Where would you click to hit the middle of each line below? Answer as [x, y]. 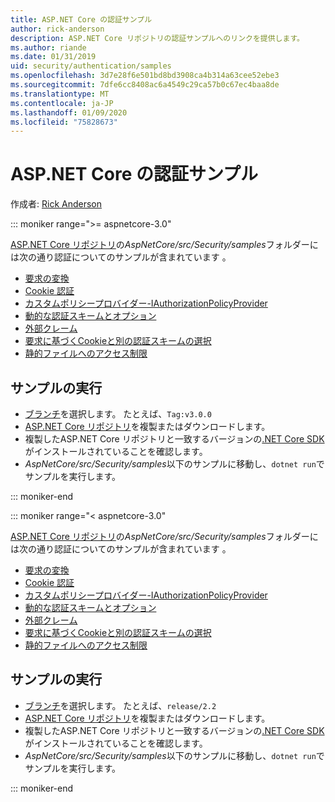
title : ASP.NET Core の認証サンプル [81, 19]
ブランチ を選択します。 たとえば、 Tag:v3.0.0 [118, 414]
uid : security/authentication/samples [91, 66]
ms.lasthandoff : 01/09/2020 [69, 112]
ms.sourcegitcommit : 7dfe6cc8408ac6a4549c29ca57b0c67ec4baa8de [145, 85]
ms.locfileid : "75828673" [64, 122]
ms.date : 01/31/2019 [53, 57]
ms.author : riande [48, 47]
